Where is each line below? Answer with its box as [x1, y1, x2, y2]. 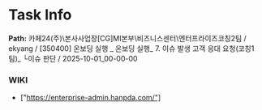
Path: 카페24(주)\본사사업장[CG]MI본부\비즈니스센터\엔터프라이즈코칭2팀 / [8, 33, 247, 43]
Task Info [8, 6, 72, 24]
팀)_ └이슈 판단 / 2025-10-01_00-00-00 [8, 53, 138, 63]
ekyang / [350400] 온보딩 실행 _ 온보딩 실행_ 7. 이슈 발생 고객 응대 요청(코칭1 [8, 43, 255, 53]
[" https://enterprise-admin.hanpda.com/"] [19, 93, 161, 103]
